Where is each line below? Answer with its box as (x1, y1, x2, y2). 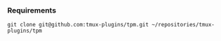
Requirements (7, 6, 57, 15)
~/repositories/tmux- (152, 22, 215, 28)
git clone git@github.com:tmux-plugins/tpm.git (7, 22, 149, 28)
